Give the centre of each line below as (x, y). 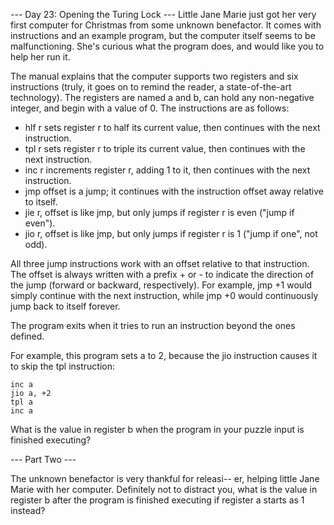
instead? (28, 510)
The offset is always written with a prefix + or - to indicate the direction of (162, 274)
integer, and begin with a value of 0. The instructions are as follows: (150, 108)
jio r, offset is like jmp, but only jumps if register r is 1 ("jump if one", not (171, 233)
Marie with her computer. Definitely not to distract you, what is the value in (164, 489)
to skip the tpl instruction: (63, 366)
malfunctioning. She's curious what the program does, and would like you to (167, 46)
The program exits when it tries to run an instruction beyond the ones (153, 325)
